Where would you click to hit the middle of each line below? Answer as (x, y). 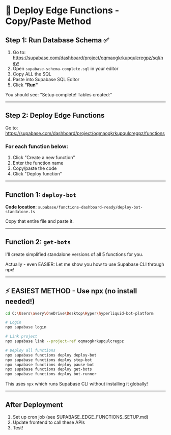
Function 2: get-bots (38, 242)
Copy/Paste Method (48, 21)
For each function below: (37, 146)
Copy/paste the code (35, 168)
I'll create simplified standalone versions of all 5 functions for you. (74, 254)
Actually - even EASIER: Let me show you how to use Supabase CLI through (85, 264)
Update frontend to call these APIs (49, 422)
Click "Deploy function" (37, 174)
